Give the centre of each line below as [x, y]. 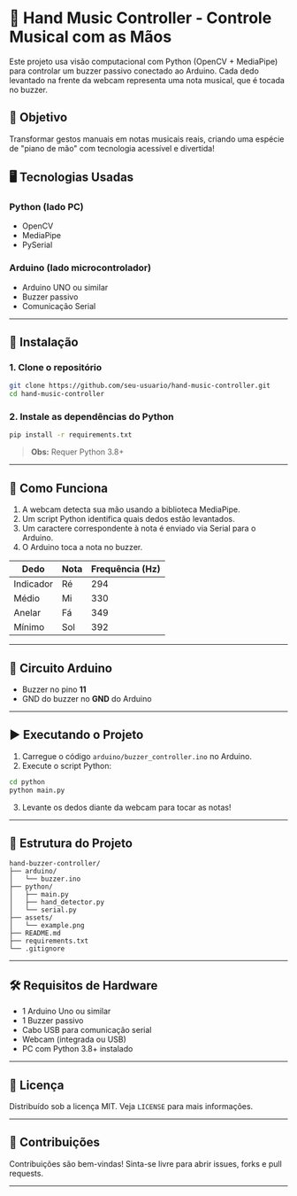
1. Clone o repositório [56, 368]
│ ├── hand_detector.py [57, 903]
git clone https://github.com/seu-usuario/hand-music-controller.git [140, 386]
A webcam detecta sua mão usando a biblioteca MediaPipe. [131, 509]
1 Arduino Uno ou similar [66, 1011]
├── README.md [35, 934]
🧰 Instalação [44, 342]
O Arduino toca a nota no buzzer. [82, 548]
